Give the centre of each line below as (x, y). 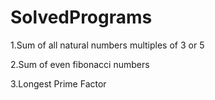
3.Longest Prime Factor (58, 83)
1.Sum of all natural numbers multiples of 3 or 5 (107, 45)
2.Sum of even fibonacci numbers (80, 64)
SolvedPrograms (81, 17)
